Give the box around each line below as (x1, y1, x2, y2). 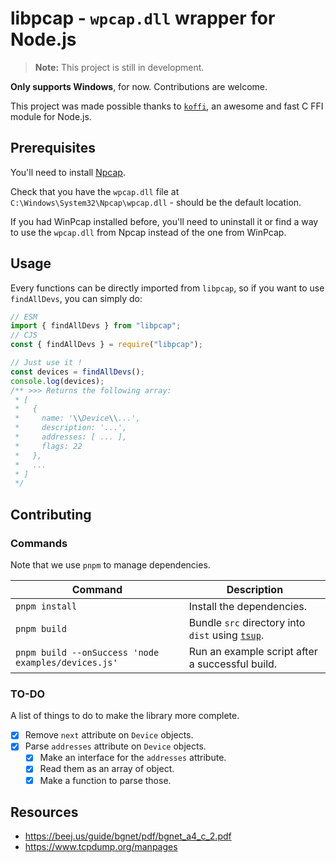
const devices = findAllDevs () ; (10, 367, 145, 377)
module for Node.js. (10, 110, 92, 122)
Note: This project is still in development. (34, 61, 205, 73)
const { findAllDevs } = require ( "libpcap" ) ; (10, 340, 203, 350)
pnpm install (15, 601, 78, 612)
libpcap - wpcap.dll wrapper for (10, 7, 276, 30)
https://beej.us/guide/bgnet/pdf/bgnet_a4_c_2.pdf (24, 830, 232, 842)
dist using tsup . (188, 628, 265, 642)
